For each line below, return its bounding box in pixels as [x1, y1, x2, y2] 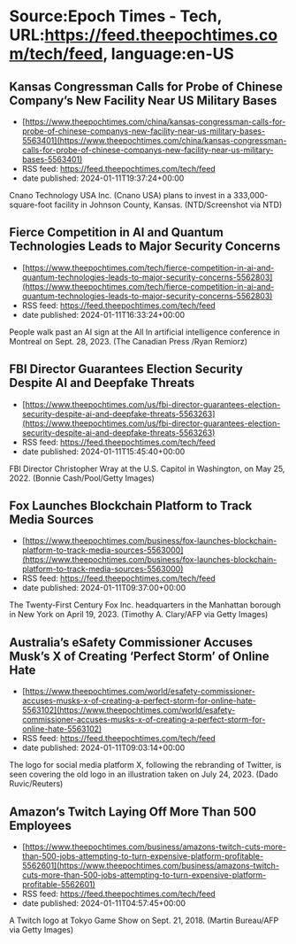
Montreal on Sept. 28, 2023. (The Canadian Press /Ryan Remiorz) [9, 336, 248, 346]
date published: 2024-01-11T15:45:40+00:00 [21, 445, 186, 457]
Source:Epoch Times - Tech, [9, 6, 223, 27]
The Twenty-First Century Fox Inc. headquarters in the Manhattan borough [9, 600, 281, 610]
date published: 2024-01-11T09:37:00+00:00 [21, 583, 186, 593]
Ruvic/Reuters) [9, 778, 64, 789]
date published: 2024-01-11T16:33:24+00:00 [21, 309, 186, 320]
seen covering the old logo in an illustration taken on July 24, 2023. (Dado [9, 769, 278, 780]
